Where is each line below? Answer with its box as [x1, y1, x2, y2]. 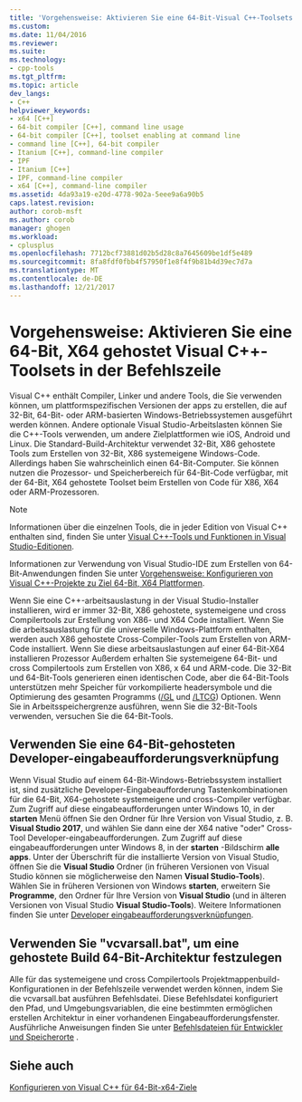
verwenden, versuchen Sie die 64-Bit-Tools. [9, 710, 174, 721]
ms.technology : [9, 55, 67, 64]
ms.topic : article [9, 81, 79, 90]
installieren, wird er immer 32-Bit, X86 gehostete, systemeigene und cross [9, 604, 287, 616]
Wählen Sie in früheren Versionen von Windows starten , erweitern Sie [9, 880, 271, 892]
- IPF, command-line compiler [9, 173, 124, 182]
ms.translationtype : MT [9, 266, 99, 275]
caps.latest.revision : [9, 198, 95, 208]
